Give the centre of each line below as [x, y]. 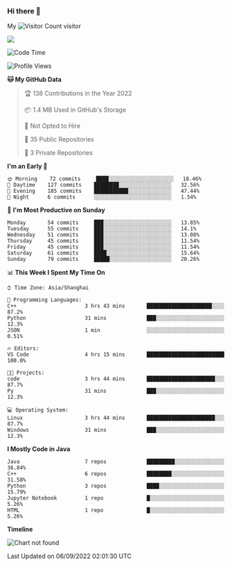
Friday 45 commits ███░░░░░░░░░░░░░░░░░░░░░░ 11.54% [103, 247]
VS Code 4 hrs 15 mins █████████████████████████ [116, 355]
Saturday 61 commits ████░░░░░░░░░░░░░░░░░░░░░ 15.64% [103, 253]
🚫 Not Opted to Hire [52, 126]
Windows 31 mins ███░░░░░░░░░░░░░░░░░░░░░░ [116, 430]
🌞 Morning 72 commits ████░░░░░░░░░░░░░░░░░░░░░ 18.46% [105, 179]
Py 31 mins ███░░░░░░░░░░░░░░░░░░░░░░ [116, 391]
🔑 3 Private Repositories [59, 153]
